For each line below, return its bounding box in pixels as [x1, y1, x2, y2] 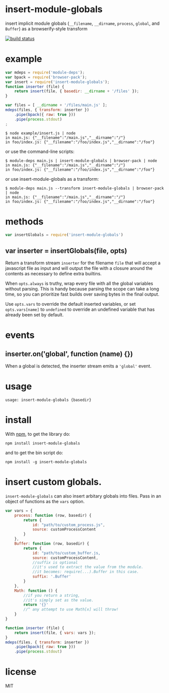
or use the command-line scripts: [5, 148, 75, 154]
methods [5, 216, 44, 227]
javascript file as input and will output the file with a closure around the [5, 265, 153, 271]
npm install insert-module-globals [5, 441, 80, 446]
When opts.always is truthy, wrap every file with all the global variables [5, 280, 153, 287]
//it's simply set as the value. [23, 597, 94, 603]
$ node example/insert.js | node [5, 131, 76, 136]
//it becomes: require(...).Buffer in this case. [32, 569, 139, 575]
